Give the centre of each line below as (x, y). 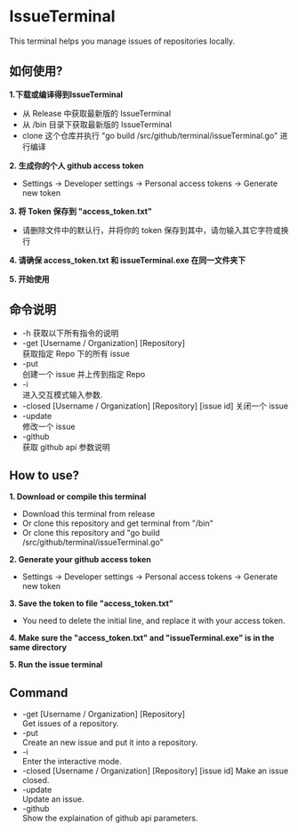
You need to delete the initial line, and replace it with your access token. (154, 621)
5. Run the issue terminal (56, 665)
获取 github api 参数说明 (66, 447)
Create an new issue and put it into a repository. (110, 743)
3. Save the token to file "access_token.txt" (91, 603)
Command (39, 693)
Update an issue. (53, 799)
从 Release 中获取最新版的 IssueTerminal (97, 113)
